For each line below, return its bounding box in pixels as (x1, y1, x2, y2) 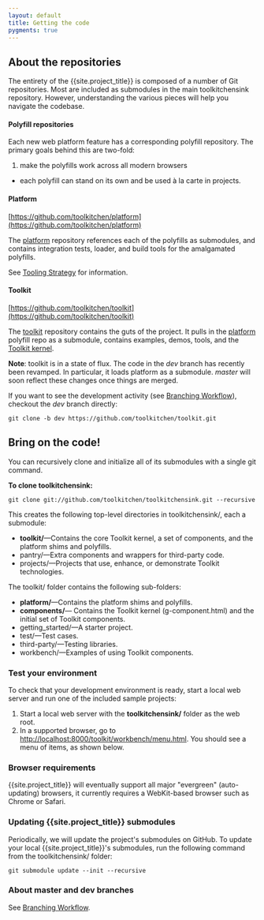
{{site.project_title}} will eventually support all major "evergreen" (8, 780, 218, 790)
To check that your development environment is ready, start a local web (8, 685, 241, 694)
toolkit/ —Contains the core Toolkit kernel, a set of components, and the (19, 533, 254, 543)
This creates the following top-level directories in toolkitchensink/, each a (8, 510, 247, 519)
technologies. (19, 567, 65, 576)
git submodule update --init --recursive (8, 866, 147, 874)
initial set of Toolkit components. (19, 614, 126, 623)
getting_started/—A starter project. (19, 623, 133, 632)
